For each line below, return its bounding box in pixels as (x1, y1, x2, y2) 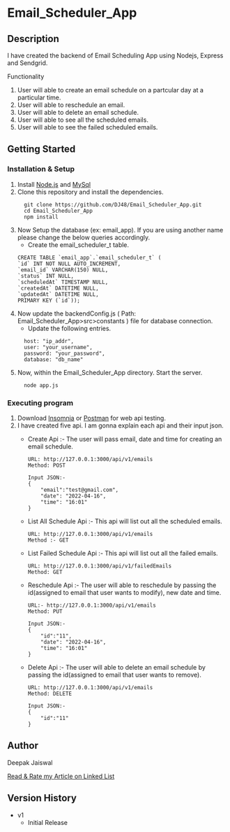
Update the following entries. (27, 324, 112, 332)
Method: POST (27, 462, 66, 469)
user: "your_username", (24, 344, 93, 351)
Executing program (7, 397, 74, 407)
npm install (24, 213, 59, 220)
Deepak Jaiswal (7, 758, 53, 767)
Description (7, 33, 59, 45)
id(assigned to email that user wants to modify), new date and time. (27, 588, 222, 596)
